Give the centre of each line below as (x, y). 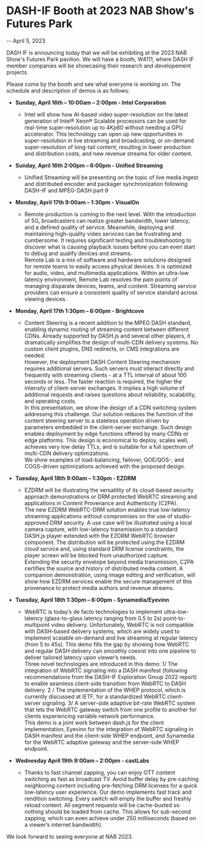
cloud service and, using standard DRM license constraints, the (104, 549)
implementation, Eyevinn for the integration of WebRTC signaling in (109, 729)
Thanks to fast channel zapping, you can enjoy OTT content (100, 772)
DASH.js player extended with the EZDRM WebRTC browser (100, 535)
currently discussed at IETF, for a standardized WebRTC (95, 696)
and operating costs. (50, 401)
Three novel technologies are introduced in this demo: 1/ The (101, 664)
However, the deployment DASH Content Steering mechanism (102, 362)
